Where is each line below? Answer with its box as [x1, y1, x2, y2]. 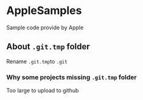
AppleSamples [6, 4, 82, 18]
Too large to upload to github [6, 87, 79, 95]
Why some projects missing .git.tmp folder [6, 73, 137, 81]
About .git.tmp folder [6, 41, 90, 52]
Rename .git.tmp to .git [6, 57, 68, 65]
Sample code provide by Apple [6, 24, 84, 31]
